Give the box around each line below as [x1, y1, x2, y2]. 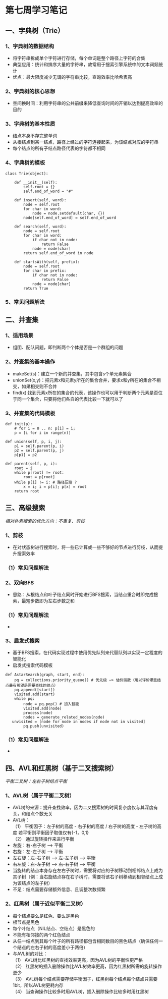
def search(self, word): [14, 224, 67, 229]
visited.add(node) [23, 706, 62, 711]
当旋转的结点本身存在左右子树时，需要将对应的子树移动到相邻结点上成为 [12, 867, 163, 873]
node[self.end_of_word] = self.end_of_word [23, 215, 116, 220]
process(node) [23, 710, 53, 715]
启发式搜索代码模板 [12, 662, 53, 668]
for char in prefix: [23, 268, 67, 273]
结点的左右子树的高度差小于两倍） [17, 944, 88, 950]
